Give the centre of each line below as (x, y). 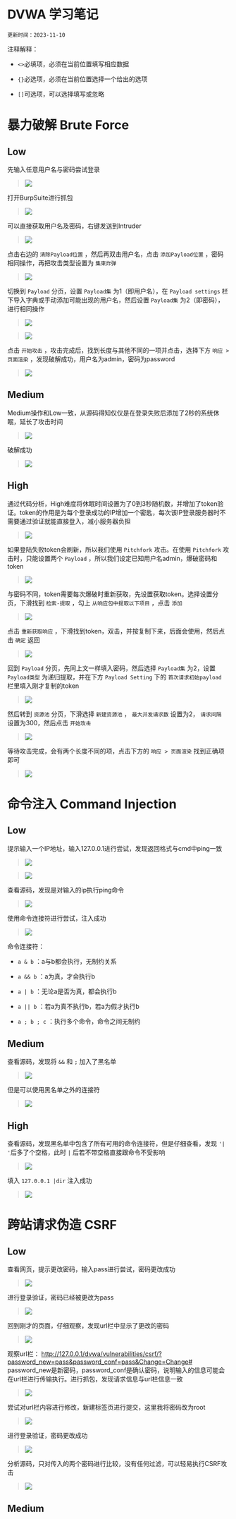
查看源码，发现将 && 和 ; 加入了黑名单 (62, 1062)
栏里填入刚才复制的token (43, 686)
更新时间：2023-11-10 (36, 35)
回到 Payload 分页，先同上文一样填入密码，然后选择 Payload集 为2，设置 (112, 668)
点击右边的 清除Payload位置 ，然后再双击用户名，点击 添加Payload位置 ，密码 (116, 254)
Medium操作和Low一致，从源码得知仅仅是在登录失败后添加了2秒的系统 (110, 413)
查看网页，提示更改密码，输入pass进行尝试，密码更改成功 (92, 1269)
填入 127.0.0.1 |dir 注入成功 (50, 1181)
